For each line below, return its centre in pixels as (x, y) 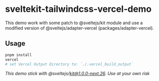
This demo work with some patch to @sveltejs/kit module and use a (74, 23)
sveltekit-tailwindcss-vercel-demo (78, 9)
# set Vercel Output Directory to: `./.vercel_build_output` (69, 64)
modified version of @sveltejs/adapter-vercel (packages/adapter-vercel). (79, 28)
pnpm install (19, 55)
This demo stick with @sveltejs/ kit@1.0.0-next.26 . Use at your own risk (77, 74)
